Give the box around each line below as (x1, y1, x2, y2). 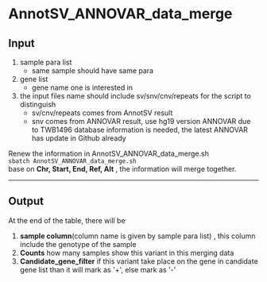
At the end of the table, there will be (8, 215, 126, 225)
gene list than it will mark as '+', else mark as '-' (19, 265, 176, 274)
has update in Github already (31, 133, 126, 143)
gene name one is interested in (31, 83, 133, 92)
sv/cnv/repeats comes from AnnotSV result (31, 108, 173, 118)
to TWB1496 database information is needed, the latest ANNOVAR (31, 125, 249, 134)
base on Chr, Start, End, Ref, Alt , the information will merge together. (8, 164, 237, 173)
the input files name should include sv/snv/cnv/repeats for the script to (19, 91, 252, 100)
